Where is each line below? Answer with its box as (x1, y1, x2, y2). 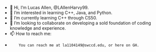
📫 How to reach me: (9, 31, 52, 36)
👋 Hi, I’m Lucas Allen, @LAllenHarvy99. (9, 5, 89, 10)
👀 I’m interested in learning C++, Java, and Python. (9, 10, 112, 16)
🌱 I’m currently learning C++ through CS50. (9, 15, 97, 20)
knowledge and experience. (9, 25, 66, 31)
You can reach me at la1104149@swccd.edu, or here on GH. (19, 43, 139, 48)
